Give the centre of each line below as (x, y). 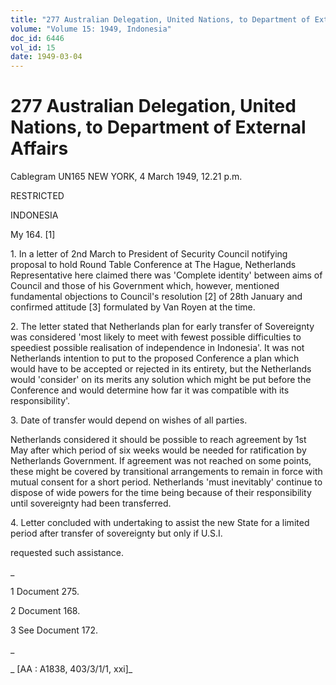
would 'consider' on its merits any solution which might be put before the (161, 380)
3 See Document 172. (54, 630)
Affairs (39, 148)
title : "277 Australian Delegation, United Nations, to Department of (160, 19)
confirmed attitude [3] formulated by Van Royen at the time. (133, 307)
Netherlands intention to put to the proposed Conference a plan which (155, 358)
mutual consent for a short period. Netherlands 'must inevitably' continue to (166, 482)
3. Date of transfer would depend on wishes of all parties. (129, 420)
